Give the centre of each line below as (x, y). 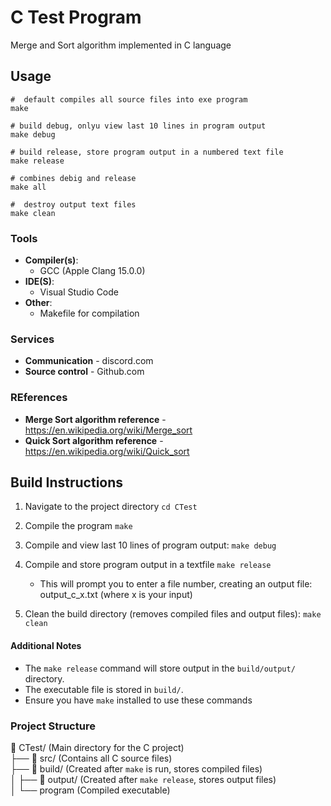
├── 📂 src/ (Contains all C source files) (91, 758)
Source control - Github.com (84, 372)
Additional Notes (46, 646)
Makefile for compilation (89, 313)
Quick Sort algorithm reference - (94, 440)
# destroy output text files (73, 204)
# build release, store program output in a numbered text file (147, 152)
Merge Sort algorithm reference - (95, 419)
